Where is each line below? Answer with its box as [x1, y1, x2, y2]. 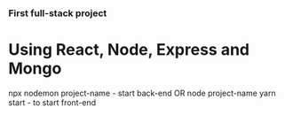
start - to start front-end [8, 96, 97, 108]
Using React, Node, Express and [8, 40, 250, 60]
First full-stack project [8, 7, 107, 19]
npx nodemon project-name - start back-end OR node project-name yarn [8, 88, 276, 98]
